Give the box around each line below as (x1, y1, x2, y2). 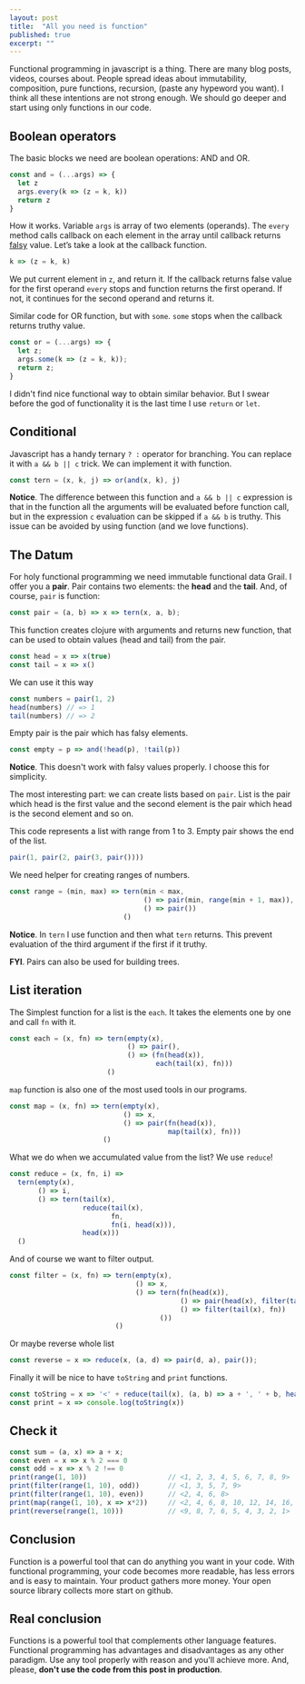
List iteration (9, 982, 83, 998)
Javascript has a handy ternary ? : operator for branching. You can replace (9, 448, 292, 459)
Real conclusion (9, 1610, 102, 1627)
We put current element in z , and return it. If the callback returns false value (9, 274, 292, 284)
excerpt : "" (9, 38, 54, 48)
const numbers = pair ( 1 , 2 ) (9, 694, 116, 703)
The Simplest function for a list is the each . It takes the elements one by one (9, 1006, 292, 1018)
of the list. (9, 835, 47, 846)
